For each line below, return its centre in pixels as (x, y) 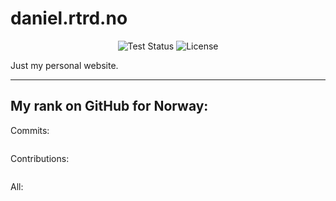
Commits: (30, 130)
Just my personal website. (64, 65)
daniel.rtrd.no (69, 18)
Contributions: (40, 158)
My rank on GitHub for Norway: (109, 106)
